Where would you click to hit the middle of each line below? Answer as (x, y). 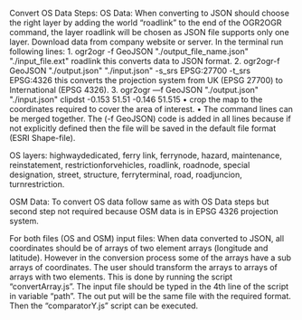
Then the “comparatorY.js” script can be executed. (104, 306)
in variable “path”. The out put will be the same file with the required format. (151, 296)
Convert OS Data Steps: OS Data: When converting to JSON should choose (149, 13)
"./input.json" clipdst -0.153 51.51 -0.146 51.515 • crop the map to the (136, 99)
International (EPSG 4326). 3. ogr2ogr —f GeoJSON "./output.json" (134, 90)
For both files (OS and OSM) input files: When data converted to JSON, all (147, 238)
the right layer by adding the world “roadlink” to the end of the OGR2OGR (146, 23)
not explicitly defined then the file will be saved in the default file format (143, 128)
